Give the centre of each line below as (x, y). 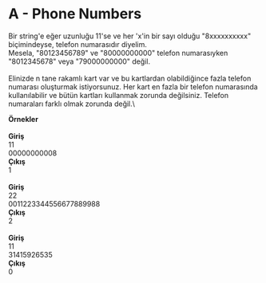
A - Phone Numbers (75, 14)
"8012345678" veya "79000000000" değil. (79, 61)
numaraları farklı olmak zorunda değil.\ (72, 104)
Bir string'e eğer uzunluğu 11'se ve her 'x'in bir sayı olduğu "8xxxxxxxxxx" (130, 36)
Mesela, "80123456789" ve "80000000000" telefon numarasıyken (118, 53)
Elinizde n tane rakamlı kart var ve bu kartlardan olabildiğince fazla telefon (130, 78)
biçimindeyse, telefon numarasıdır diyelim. (78, 44)
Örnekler (23, 119)
